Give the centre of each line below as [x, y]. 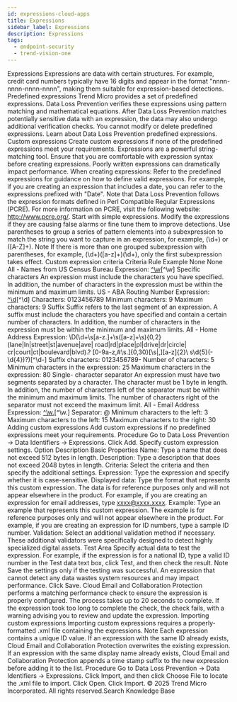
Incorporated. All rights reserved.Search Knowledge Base [91, 691]
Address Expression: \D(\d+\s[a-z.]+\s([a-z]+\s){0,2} [84, 336]
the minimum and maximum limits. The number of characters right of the [113, 397]
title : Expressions [36, 21]
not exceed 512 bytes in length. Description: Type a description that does [114, 457]
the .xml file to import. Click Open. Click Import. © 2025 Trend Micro [107, 683]
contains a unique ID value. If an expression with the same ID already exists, [118, 638]
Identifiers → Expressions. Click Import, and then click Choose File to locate [118, 675]
